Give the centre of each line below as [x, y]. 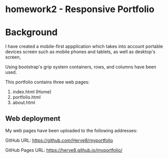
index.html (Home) [32, 92]
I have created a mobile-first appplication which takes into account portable [84, 46]
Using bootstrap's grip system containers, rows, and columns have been [81, 67]
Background [31, 33]
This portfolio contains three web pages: [47, 82]
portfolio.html [27, 97]
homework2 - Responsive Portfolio [80, 9]
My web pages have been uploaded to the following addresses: [71, 130]
